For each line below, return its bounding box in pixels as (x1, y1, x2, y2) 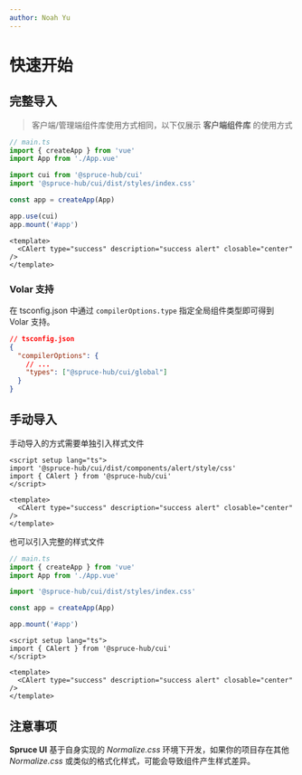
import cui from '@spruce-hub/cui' (9, 171, 144, 180)
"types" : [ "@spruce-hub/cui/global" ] (25, 368, 168, 377)
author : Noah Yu (9, 13, 71, 23)
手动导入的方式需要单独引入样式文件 (9, 438, 145, 449)
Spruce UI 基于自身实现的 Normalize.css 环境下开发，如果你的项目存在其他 (9, 743, 289, 755)
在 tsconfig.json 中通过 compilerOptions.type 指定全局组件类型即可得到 (9, 305, 275, 316)
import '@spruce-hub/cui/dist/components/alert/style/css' (9, 463, 237, 473)
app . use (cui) (9, 212, 59, 221)
